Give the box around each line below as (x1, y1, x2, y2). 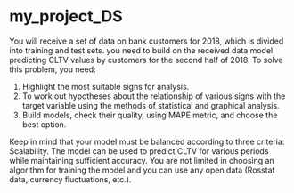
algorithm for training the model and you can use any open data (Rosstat (9, 165, 275, 175)
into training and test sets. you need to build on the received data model (9, 44, 274, 55)
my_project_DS (9, 6, 123, 27)
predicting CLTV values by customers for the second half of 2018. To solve (9, 54, 283, 65)
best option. (21, 118, 67, 130)
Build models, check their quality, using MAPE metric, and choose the (21, 109, 278, 120)
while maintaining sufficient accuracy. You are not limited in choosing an (9, 155, 274, 165)
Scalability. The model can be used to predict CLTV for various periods (9, 145, 269, 157)
